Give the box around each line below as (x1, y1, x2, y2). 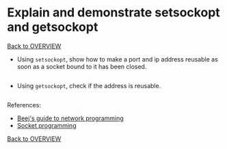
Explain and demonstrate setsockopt (7, 5, 220, 21)
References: (7, 100, 41, 109)
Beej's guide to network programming (16, 114, 124, 122)
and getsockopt (7, 19, 98, 35)
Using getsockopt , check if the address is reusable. (16, 81, 161, 90)
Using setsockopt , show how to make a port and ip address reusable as (16, 55, 219, 63)
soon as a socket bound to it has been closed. (16, 62, 147, 70)
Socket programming (16, 121, 77, 129)
